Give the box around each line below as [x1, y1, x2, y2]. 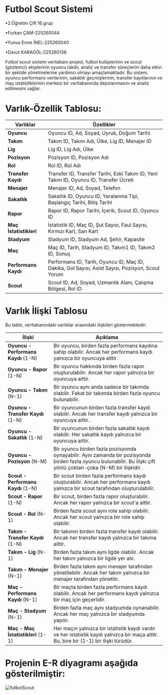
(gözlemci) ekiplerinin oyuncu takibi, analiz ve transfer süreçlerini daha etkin [5, 64, 162, 70]
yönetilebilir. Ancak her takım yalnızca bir [53, 569, 150, 576]
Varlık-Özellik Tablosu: [5, 103, 101, 115]
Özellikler [92, 121, 116, 128]
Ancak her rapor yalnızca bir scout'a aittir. [53, 499, 151, 506]
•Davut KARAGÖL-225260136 [5, 49, 66, 55]
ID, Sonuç [47, 250, 71, 257]
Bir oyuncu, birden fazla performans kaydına [53, 342, 157, 349]
